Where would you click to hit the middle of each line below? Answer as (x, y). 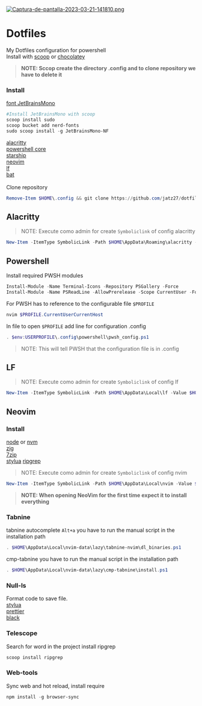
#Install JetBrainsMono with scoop (51, 114)
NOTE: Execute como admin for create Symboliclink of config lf (99, 382)
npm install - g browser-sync (43, 697)
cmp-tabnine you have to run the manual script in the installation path (92, 559)
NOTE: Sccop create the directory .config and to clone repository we (108, 68)
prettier (15, 611)
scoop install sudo (31, 120)
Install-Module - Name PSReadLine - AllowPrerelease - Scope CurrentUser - (99, 292)
